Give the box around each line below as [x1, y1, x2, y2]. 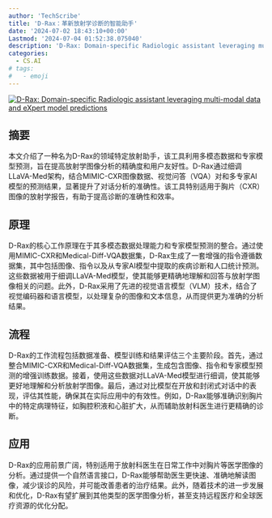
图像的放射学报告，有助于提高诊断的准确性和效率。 [8, 192, 179, 202]
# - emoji [8, 72, 49, 80]
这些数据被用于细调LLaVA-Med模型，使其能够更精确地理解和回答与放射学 [8, 271, 253, 281]
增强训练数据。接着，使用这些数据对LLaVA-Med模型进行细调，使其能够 [22, 371, 261, 380]
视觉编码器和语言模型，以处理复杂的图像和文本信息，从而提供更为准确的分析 [8, 291, 264, 301]
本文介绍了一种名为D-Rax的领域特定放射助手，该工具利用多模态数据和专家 [8, 151, 257, 161]
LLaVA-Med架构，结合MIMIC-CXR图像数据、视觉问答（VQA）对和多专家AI [8, 172, 257, 181]
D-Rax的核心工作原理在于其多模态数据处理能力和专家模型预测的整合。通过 [8, 240, 257, 251]
